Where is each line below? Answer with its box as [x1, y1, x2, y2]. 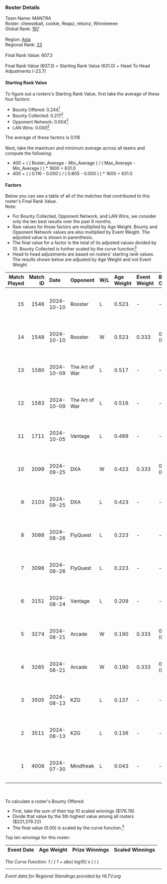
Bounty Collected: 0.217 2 [12, 112, 64, 119]
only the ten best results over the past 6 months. [12, 219, 112, 225]
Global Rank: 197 [5, 26, 39, 32]
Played [7, 279, 24, 286]
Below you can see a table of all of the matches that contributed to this [5, 193, 150, 199]
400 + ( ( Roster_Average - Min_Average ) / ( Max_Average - [12, 160, 136, 166]
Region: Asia [5, 36, 31, 42]
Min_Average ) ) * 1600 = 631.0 [12, 165, 76, 171]
